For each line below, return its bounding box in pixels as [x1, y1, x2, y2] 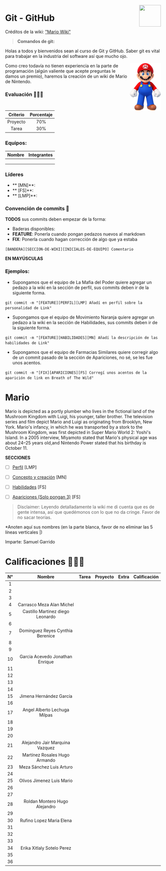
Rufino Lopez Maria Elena [20, 817, 72, 823]
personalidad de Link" [5, 305, 52, 310]
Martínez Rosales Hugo [22, 752, 70, 758]
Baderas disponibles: [12, 226, 55, 232]
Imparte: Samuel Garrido [5, 538, 55, 544]
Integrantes [28, 152, 53, 158]
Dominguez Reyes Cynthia [19, 628, 73, 633]
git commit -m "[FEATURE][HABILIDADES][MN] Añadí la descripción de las [5, 335, 158, 340]
